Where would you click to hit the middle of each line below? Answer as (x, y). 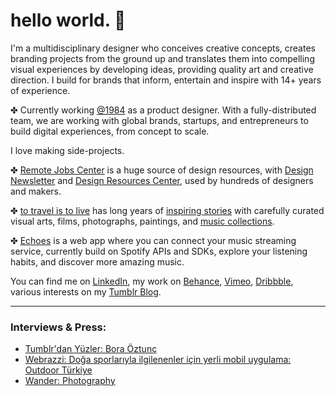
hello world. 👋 (68, 20)
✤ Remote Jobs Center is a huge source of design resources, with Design (162, 170)
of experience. (40, 90)
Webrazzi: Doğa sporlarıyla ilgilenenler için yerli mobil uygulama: (158, 360)
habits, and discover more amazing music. (97, 261)
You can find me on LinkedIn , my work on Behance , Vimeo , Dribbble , (152, 281)
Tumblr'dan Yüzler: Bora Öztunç (91, 349)
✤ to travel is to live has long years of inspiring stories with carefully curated (167, 210)
